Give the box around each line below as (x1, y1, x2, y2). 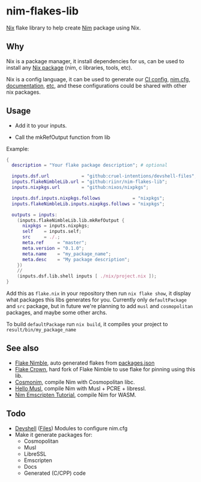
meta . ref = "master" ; (22, 239, 87, 246)
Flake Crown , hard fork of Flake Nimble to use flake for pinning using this (14, 365, 196, 372)
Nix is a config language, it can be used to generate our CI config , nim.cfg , (6, 75, 191, 82)
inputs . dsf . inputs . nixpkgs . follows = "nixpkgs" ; (11, 195, 165, 201)
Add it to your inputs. (14, 122, 67, 129)
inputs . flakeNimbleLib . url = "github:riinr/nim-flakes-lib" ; (11, 179, 168, 185)
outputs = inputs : (11, 212, 58, 218)
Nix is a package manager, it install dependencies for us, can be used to (6, 57, 185, 64)
